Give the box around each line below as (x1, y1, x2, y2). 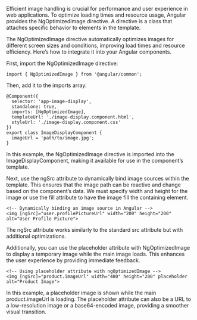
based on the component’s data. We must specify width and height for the (6, 188, 188, 194)
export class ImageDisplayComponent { (6, 130, 102, 136)
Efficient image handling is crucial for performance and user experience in (6, 5, 189, 12)
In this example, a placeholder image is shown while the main (6, 289, 157, 296)
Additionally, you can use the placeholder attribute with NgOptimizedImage (6, 244, 190, 251)
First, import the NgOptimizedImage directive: (6, 60, 118, 67)
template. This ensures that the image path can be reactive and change (6, 181, 182, 188)
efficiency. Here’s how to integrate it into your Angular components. (6, 48, 171, 55)
